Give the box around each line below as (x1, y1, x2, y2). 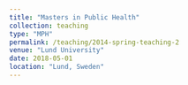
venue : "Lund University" (9, 46, 104, 55)
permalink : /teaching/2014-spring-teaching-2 (9, 37, 179, 47)
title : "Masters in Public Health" (9, 12, 140, 22)
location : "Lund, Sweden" (9, 63, 104, 72)
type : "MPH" (9, 29, 53, 38)
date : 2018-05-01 (9, 54, 73, 63)
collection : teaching (9, 21, 89, 30)
